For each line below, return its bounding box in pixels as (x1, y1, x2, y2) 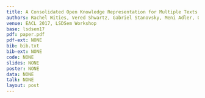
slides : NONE (6, 60, 40, 66)
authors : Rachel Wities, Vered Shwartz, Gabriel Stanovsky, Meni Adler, (6, 15, 195, 21)
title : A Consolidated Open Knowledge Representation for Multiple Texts (6, 9, 198, 15)
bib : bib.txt (6, 43, 40, 49)
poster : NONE (6, 65, 40, 72)
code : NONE (6, 54, 34, 60)
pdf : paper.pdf (6, 32, 45, 38)
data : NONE (6, 71, 34, 77)
